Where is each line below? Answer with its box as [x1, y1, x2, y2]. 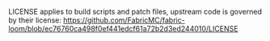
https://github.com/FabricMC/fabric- [63, 15, 186, 25]
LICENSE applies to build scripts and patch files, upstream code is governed [8, 7, 263, 16]
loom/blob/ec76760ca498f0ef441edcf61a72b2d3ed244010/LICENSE [8, 24, 238, 33]
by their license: [8, 15, 62, 25]
